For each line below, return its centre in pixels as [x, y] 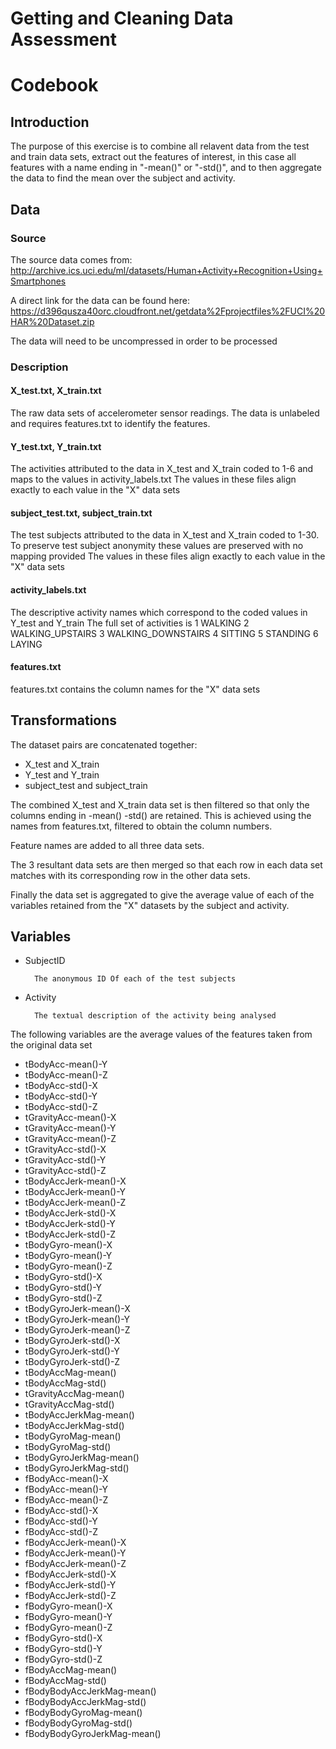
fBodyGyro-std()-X [63, 1638]
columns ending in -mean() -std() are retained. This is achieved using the [161, 815]
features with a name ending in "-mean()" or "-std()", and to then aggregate [166, 168]
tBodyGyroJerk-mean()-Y [77, 1319]
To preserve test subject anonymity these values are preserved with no [157, 546]
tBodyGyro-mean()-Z [68, 1266]
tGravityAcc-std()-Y [65, 1160]
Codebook [54, 85]
